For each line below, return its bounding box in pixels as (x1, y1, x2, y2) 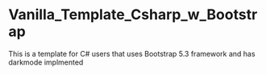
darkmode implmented (8, 57, 84, 67)
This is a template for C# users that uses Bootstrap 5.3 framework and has (8, 49, 256, 58)
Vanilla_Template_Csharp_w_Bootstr (8, 6, 258, 24)
